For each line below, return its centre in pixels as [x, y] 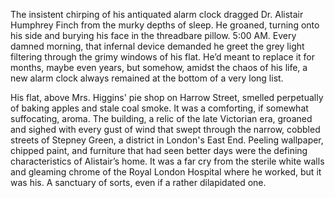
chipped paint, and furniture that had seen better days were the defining [159, 150]
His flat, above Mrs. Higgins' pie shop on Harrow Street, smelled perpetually [167, 97]
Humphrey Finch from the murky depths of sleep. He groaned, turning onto [165, 25]
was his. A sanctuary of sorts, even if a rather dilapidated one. [138, 182]
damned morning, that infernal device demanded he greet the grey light [157, 46]
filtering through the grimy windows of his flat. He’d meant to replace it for [163, 57]
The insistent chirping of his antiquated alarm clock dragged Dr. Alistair [157, 14]
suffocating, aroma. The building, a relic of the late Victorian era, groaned [161, 118]
